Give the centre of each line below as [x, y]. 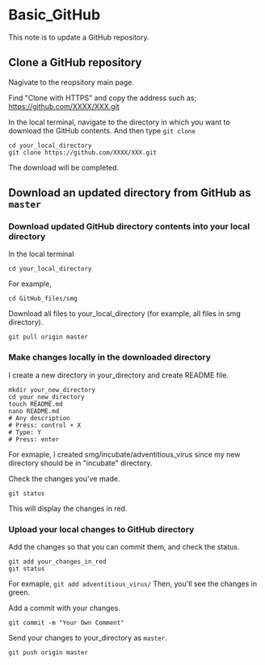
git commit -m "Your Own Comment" [67, 623]
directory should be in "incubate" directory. [80, 463]
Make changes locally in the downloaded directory [110, 357]
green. [19, 592]
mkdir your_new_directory [52, 389]
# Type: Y [25, 432]
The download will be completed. [64, 167]
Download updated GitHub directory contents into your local [129, 226]
